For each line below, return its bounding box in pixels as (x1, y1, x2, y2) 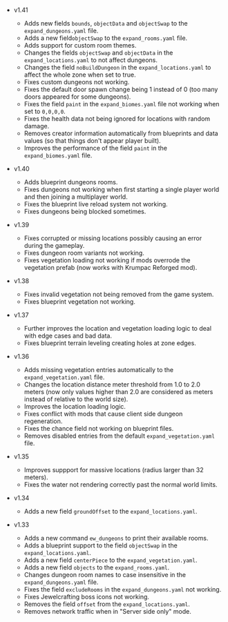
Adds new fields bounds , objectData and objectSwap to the (23, 19, 188, 27)
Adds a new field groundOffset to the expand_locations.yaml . (23, 507, 198, 515)
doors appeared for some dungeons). (23, 93, 131, 101)
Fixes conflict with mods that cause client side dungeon (23, 410, 183, 418)
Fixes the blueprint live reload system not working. (23, 200, 168, 208)
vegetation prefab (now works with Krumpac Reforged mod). (23, 264, 198, 271)
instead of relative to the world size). (23, 395, 129, 403)
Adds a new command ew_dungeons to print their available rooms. (23, 534, 209, 542)
